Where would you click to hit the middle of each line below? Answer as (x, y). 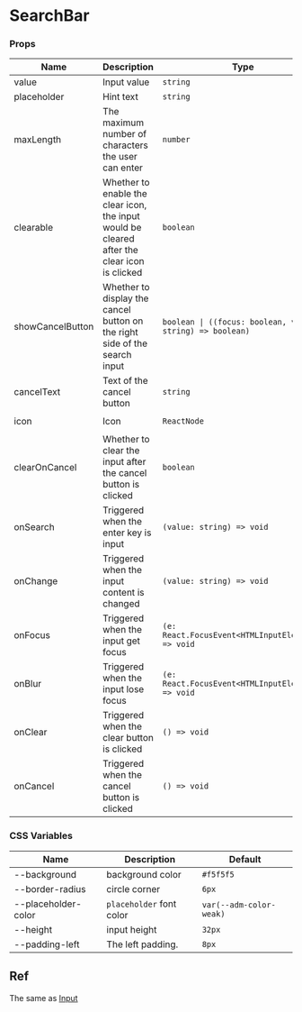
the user (120, 157)
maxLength (38, 140)
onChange (36, 581)
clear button (129, 738)
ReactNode (183, 421)
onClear (31, 733)
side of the (125, 343)
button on (123, 321)
